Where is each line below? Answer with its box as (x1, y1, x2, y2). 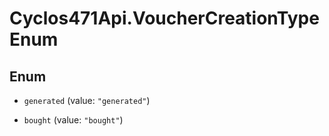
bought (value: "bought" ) (23, 114, 124, 126)
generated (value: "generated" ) (23, 95, 151, 106)
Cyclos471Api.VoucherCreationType (9, 7, 320, 30)
